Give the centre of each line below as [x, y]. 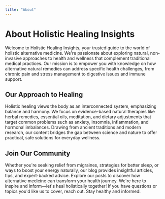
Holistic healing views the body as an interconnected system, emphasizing [81, 106]
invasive [14, 58]
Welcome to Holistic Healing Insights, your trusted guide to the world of [78, 48]
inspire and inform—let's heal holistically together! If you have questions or [81, 186]
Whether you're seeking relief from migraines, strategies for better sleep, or [82, 165]
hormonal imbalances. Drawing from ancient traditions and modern [73, 127]
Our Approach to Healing [44, 94]
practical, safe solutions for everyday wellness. [53, 138]
